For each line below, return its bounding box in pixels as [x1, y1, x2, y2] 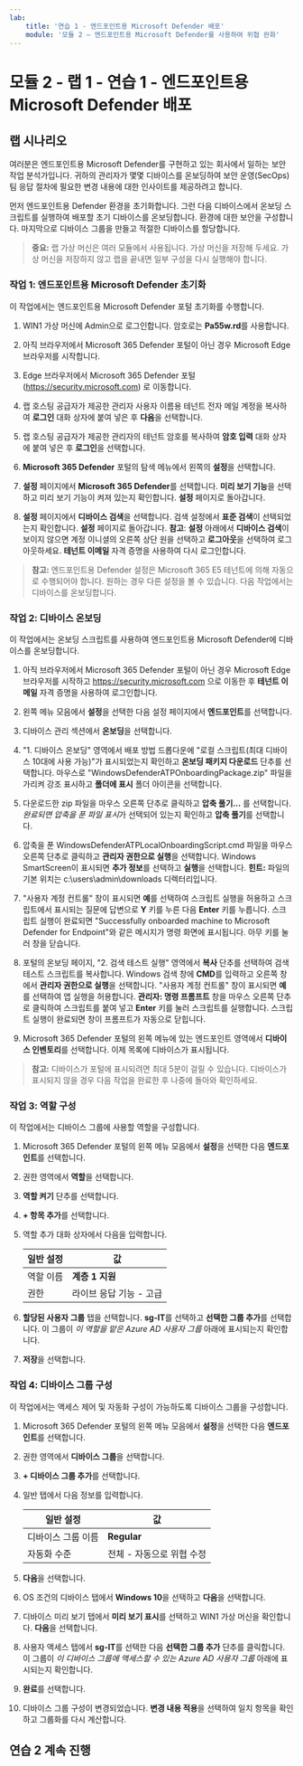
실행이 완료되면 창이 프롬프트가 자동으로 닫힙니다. [32, 1014, 206, 1025]
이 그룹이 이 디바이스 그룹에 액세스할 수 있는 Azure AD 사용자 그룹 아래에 [22, 1652, 280, 1664]
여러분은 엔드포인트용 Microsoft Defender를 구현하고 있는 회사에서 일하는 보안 [9, 159, 287, 170]
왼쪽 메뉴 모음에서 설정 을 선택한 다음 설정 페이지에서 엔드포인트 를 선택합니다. [22, 706, 293, 717]
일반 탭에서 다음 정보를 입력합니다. [22, 1489, 143, 1500]
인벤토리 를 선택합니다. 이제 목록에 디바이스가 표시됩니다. [31, 1044, 230, 1054]
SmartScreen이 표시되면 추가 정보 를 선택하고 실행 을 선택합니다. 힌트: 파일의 [22, 862, 290, 873]
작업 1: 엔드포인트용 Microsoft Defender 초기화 [9, 279, 207, 291]
